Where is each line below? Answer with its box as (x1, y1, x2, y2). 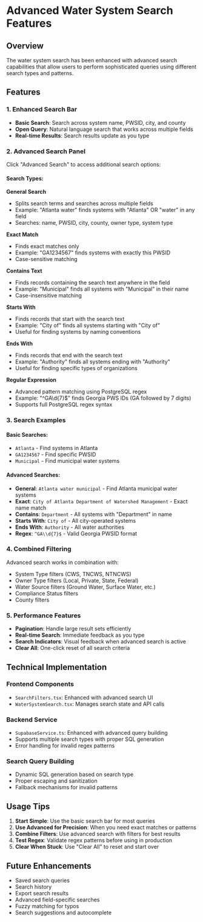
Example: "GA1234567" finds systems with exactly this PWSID (15, 249, 171, 256)
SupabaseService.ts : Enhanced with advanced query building (15, 729, 168, 737)
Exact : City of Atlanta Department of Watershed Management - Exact (15, 497, 188, 505)
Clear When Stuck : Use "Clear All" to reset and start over (15, 843, 159, 851)
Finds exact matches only (15, 243, 79, 250)
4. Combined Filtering (6, 545, 72, 553)
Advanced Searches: (6, 471, 61, 479)
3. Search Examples (6, 416, 66, 425)
